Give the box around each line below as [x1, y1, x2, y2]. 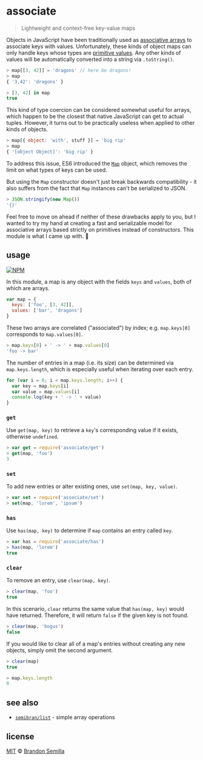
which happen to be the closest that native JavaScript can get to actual [6, 113, 184, 120]
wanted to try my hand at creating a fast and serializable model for [6, 219, 173, 226]
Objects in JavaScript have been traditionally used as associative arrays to [6, 36, 192, 43]
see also [6, 697, 39, 708]
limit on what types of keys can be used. [6, 166, 107, 173]
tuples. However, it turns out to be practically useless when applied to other [6, 119, 195, 127]
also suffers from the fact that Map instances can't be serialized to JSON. [6, 184, 187, 192]
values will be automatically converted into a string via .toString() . [6, 55, 175, 63]
